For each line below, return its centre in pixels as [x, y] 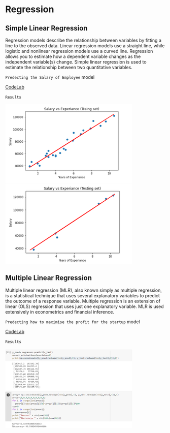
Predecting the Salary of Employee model [50, 77]
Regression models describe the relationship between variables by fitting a [83, 40]
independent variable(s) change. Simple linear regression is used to [76, 62]
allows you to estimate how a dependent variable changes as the [73, 56]
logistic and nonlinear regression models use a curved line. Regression [79, 51]
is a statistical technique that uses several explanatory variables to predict [82, 295]
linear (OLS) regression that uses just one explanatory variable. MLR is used [84, 306]
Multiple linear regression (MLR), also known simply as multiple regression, [84, 290]
